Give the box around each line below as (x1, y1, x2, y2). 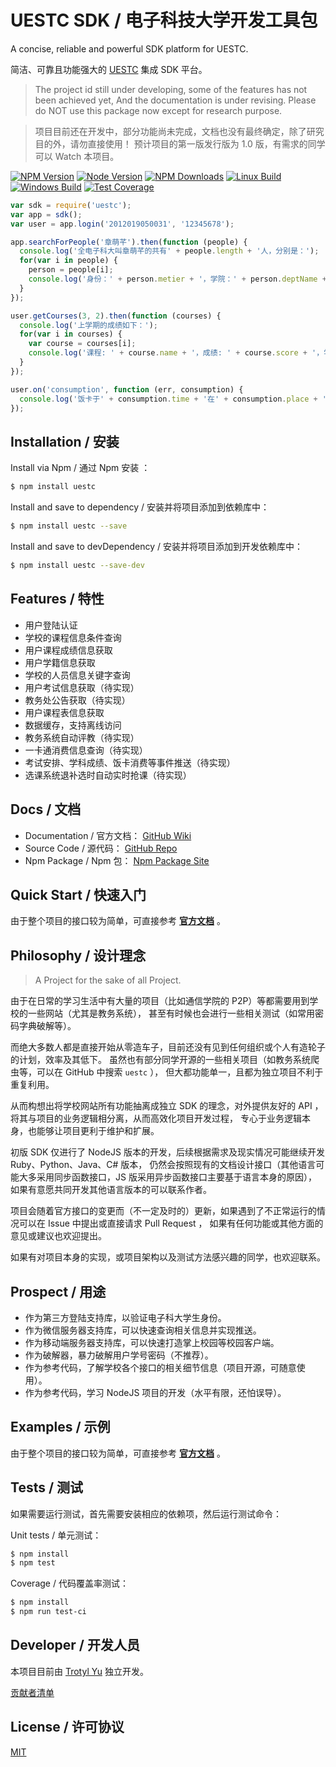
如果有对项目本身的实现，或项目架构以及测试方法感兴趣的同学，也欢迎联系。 (10, 1251, 326, 1263)
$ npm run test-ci (10, 1607, 87, 1617)
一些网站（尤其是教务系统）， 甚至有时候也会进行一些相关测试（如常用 (27, 1007, 315, 1020)
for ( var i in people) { (19, 256, 118, 266)
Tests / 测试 (10, 1479, 84, 1496)
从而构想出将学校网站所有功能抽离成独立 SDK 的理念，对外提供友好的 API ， (10, 1100, 324, 1112)
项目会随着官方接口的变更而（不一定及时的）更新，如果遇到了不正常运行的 (10, 1205, 317, 1217)
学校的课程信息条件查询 (24, 631, 122, 643)
